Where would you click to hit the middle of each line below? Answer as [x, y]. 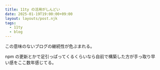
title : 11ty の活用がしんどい [33, 9]
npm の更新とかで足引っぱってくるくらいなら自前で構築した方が [70, 56]
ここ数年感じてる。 [37, 63]
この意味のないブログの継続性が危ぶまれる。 [50, 46]
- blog [16, 32]
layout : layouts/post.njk [31, 18]
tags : [10, 23]
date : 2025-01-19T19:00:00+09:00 [39, 14]
